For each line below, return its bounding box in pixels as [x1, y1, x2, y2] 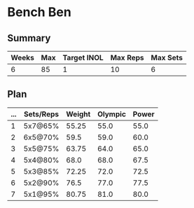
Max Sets [151, 53, 183, 62]
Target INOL [62, 53, 104, 62]
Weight [66, 109, 91, 119]
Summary [7, 32, 51, 44]
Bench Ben [7, 4, 71, 20]
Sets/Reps [23, 109, 60, 119]
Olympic [97, 109, 126, 119]
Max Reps [110, 53, 145, 62]
